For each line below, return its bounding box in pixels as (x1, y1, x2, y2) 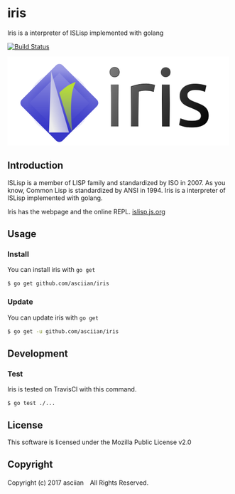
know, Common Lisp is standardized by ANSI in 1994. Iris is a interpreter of (7, 186, 226, 194)
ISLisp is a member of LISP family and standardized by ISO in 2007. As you (7, 178, 226, 186)
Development (7, 347, 69, 359)
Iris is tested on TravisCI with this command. (7, 385, 137, 394)
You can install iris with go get (7, 266, 96, 274)
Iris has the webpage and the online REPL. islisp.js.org (7, 207, 165, 216)
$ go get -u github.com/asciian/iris (7, 327, 119, 335)
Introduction (7, 159, 64, 172)
